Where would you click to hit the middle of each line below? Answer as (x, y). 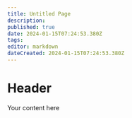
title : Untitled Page (39, 14)
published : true (31, 27)
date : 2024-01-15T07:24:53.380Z (55, 34)
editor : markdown (33, 47)
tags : (15, 40)
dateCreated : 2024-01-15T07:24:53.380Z (66, 54)
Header (29, 88)
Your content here (34, 107)
